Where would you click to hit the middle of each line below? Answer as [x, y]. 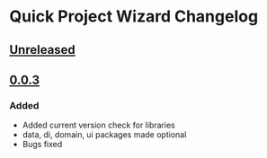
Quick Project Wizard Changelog [134, 17]
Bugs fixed [42, 145]
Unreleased [43, 50]
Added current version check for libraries [98, 125]
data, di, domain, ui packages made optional [104, 135]
